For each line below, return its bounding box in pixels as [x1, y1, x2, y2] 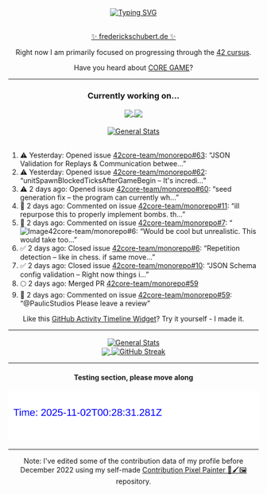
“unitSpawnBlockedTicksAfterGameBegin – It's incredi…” [19, 176, 207, 185]
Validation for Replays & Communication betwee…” [19, 159, 187, 169]
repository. [115, 476, 152, 486]
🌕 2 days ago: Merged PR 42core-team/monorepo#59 [19, 278, 199, 289]
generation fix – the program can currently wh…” [19, 193, 180, 202]
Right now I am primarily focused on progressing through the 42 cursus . [15, 48, 252, 56]
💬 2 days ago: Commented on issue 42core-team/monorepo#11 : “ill [19, 201, 240, 211]
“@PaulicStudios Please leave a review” [19, 298, 151, 309]
